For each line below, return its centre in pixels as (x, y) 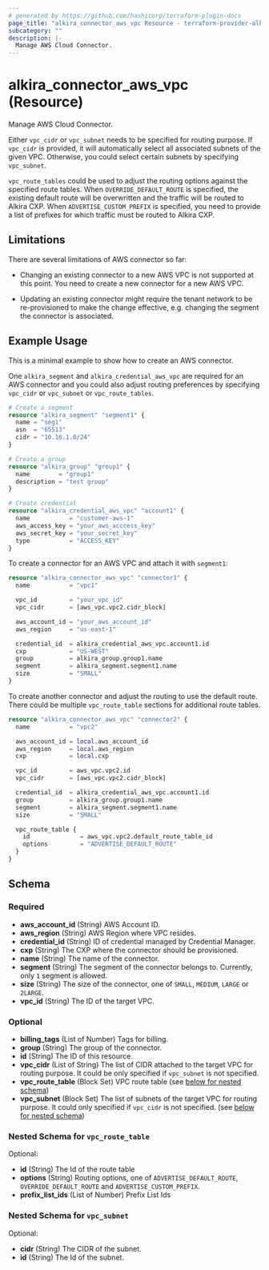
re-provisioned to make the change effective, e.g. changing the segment (139, 307)
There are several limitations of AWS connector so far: (98, 259)
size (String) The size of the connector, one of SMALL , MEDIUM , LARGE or (134, 984)
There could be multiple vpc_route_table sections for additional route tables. (134, 705)
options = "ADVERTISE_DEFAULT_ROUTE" (100, 844)
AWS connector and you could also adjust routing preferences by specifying (134, 384)
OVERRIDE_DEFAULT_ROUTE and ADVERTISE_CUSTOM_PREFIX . (110, 1187)
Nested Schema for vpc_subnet (69, 1216)
